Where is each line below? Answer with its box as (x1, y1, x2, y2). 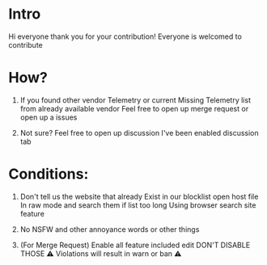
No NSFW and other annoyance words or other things (19, 224, 200, 234)
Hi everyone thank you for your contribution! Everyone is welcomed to (8, 32, 243, 41)
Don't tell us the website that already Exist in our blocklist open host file (19, 191, 259, 201)
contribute (8, 40, 43, 49)
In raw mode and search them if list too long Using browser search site (19, 200, 256, 210)
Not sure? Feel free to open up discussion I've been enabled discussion (19, 128, 259, 137)
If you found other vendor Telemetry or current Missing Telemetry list (19, 95, 251, 105)
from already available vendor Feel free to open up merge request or (19, 103, 249, 113)
